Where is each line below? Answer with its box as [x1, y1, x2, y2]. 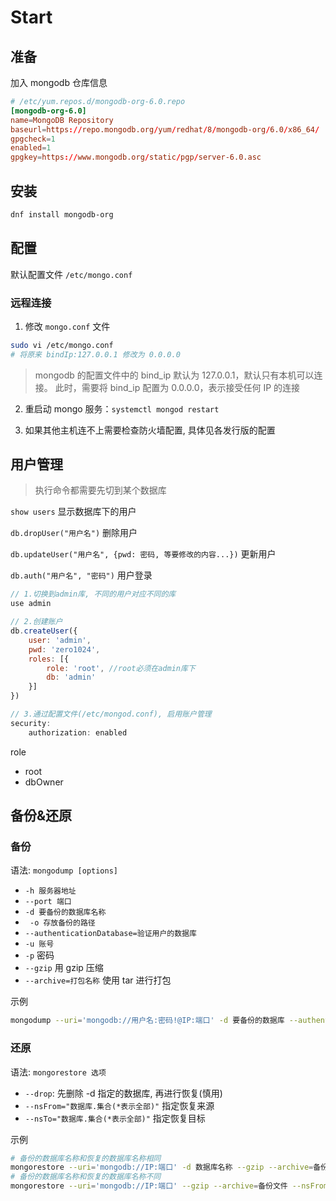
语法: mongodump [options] [10, 864, 119, 876]
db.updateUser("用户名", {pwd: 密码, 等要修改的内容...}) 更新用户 [10, 548, 277, 560]
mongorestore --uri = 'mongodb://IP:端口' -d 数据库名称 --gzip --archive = [10, 1162, 314, 1173]
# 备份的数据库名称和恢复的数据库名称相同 [10, 1153, 162, 1163]
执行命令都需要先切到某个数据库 [34, 484, 167, 496]
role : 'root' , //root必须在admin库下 [46, 663, 196, 673]
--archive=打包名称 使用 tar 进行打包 [24, 974, 172, 986]
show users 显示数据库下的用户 [10, 506, 137, 518]
